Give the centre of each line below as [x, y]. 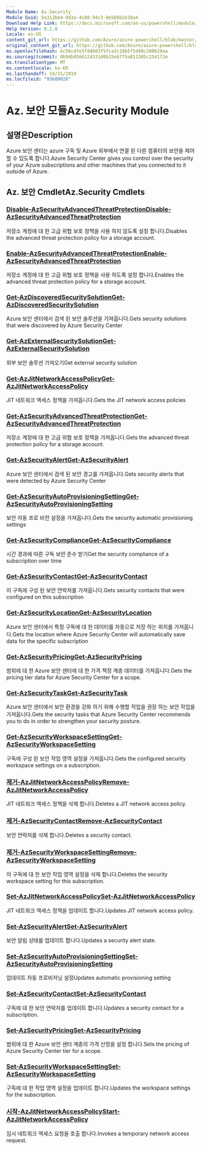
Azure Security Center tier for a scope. [54, 1051]
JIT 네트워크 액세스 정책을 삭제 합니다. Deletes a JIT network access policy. [96, 803]
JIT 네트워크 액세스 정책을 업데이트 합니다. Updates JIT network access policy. [100, 910]
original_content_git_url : [40, 46]
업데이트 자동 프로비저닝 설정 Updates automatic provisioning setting [89, 978]
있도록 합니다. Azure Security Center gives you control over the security [106, 158]
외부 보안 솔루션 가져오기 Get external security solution [72, 362]
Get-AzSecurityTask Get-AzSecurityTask [67, 693]
